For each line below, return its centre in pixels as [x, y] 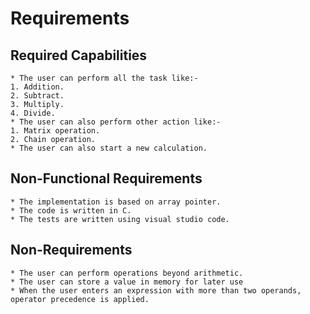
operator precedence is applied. [80, 299]
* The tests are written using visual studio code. [120, 219]
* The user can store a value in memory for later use [127, 282]
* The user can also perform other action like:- [116, 122]
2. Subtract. [37, 96]
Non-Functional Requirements [106, 178]
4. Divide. [33, 113]
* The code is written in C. [71, 210]
